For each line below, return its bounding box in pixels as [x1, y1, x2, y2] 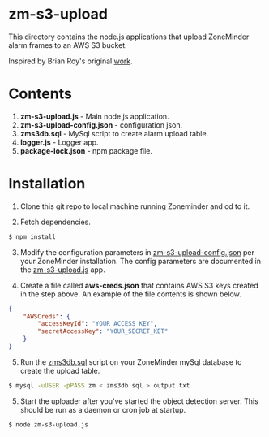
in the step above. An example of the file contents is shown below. [19, 289, 241, 299]
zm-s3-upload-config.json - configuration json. [19, 119, 183, 130]
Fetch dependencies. [19, 217, 92, 227]
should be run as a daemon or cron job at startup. [19, 405, 186, 414]
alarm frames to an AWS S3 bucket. [8, 40, 127, 50]
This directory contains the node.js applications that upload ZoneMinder [8, 32, 250, 41]
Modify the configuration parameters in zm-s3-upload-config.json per [19, 247, 255, 257]
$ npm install [8, 232, 57, 240]
